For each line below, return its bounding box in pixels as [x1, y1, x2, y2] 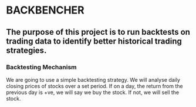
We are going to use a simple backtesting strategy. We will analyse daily [6, 76, 181, 83]
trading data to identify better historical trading [6, 36, 182, 46]
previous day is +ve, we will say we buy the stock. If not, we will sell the [6, 89, 180, 96]
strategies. [6, 45, 47, 55]
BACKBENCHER [6, 4, 85, 17]
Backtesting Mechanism [6, 63, 77, 71]
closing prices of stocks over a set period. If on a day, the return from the [6, 82, 183, 89]
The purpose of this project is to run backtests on [6, 27, 191, 37]
